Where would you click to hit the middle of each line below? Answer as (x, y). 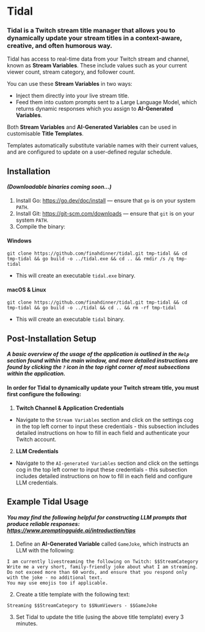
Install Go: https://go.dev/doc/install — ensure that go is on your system (106, 201)
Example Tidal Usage (48, 502)
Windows (19, 241)
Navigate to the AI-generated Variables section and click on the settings (107, 463)
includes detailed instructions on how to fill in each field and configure (104, 476)
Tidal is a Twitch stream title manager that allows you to (91, 31)
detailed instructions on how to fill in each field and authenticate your (103, 432)
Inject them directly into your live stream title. (73, 96)
